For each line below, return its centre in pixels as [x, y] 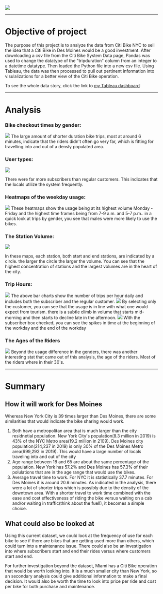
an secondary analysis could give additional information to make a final [76, 576]
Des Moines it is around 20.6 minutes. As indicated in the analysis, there [84, 482]
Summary [25, 386]
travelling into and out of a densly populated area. [55, 147]
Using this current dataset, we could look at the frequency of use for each [79, 535]
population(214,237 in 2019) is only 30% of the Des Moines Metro [78, 446]
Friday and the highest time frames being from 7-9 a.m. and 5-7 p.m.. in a [78, 214]
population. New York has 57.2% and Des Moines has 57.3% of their [80, 467]
